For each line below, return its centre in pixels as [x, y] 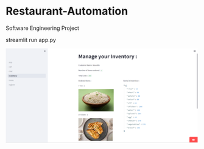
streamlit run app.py [31, 40]
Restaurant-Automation [67, 11]
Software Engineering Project [43, 28]
